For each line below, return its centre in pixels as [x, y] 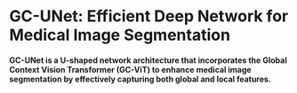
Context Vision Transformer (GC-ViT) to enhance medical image [130, 69]
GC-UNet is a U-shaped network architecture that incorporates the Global [148, 60]
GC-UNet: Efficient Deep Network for [149, 16]
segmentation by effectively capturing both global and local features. [140, 79]
